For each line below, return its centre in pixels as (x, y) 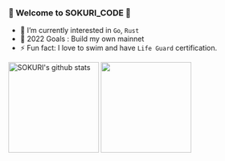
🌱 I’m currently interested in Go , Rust (79, 31)
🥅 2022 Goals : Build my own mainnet (82, 39)
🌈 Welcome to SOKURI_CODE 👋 (70, 13)
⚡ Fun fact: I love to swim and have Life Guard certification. (119, 48)
